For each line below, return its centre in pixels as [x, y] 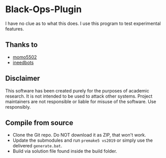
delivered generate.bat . [37, 146]
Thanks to [22, 45]
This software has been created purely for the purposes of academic [77, 90]
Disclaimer [23, 78]
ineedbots [23, 62]
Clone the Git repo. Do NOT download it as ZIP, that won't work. [79, 135]
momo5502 [25, 57]
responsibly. [18, 107]
